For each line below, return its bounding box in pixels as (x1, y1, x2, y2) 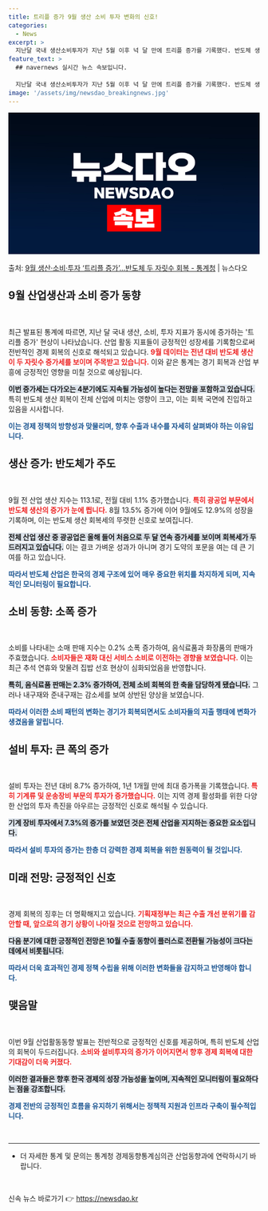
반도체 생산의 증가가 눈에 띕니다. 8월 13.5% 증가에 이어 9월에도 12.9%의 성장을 (8, 505, 254, 515)
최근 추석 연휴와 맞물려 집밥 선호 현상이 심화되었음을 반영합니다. (8, 663, 207, 672)
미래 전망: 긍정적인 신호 (8, 871, 116, 884)
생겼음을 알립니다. (8, 717, 65, 727)
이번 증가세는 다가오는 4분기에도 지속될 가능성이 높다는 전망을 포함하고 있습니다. (8, 384, 255, 394)
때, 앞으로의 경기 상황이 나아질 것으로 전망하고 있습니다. (22, 919, 194, 928)
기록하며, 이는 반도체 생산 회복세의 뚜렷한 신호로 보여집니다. (8, 515, 194, 524)
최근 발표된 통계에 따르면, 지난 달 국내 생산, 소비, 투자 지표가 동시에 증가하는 (8, 327, 244, 336)
